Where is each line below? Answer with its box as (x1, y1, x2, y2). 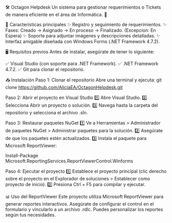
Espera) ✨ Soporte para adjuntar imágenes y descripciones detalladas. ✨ (5, 33, 161, 38)
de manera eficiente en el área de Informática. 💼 (5, 12, 107, 17)
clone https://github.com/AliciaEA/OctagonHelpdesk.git (5, 84, 123, 90)
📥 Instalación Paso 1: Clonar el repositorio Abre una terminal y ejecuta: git (5, 77, 162, 83)
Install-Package (5, 153, 39, 158)
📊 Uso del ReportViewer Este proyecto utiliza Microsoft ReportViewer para (5, 194, 164, 199)
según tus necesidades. (5, 212, 56, 218)
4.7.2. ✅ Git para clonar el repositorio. (5, 66, 85, 72)
